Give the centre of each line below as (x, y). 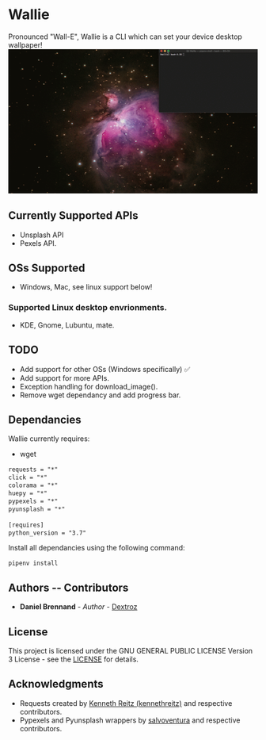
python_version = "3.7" (47, 533)
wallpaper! (25, 44)
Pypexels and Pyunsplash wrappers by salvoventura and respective (130, 720)
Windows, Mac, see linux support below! (86, 287)
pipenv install (33, 564)
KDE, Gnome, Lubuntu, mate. (67, 325)
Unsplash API (42, 235)
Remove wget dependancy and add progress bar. (100, 395)
